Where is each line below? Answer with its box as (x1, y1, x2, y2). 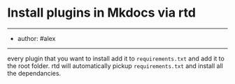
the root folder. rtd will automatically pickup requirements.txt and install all (7, 61, 224, 70)
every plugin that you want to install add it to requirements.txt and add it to (7, 54, 225, 62)
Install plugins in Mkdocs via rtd (7, 5, 196, 21)
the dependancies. (7, 69, 62, 77)
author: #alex (17, 34, 56, 42)
